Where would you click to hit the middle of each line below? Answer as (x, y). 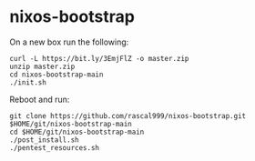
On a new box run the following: (69, 42)
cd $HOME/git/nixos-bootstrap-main (77, 132)
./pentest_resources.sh (55, 147)
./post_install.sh (44, 140)
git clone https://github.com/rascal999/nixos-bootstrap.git (128, 116)
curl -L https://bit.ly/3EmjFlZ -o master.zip (99, 58)
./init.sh (28, 82)
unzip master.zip (42, 66)
